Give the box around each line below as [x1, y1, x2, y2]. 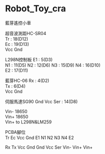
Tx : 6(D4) [5, 83, 26, 89]
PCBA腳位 [5, 129, 26, 135]
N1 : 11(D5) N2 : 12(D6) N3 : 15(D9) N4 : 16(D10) [5, 62, 101, 68]
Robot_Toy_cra [5, 3, 66, 14]
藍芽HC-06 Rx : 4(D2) [5, 77, 49, 83]
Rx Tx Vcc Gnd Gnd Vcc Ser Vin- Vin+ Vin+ [5, 144, 93, 150]
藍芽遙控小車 [5, 20, 31, 26]
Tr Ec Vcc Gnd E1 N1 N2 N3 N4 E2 [5, 134, 74, 141]
